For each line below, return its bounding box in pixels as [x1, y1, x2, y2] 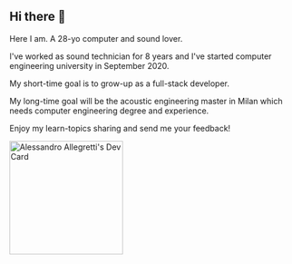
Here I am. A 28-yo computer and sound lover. [9, 33, 183, 44]
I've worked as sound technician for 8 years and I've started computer [9, 51, 272, 62]
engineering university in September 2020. [9, 60, 170, 71]
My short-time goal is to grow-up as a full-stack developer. [9, 78, 229, 89]
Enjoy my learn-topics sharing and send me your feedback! [9, 122, 231, 133]
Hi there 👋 [9, 9, 66, 24]
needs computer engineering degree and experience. [9, 105, 209, 116]
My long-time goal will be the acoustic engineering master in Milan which [9, 95, 283, 106]
